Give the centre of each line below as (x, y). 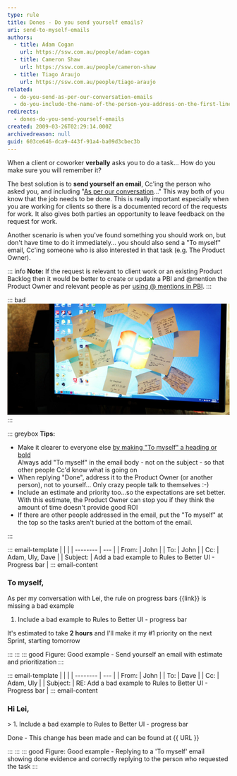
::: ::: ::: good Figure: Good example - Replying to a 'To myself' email (106, 751)
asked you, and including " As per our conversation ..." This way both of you (116, 191)
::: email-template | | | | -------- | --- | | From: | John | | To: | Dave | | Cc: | (114, 675)
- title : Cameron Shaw (47, 60)
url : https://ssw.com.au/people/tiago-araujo (88, 82)
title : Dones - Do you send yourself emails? (75, 22)
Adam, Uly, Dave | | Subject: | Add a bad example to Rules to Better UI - (111, 557)
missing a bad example (41, 605)
